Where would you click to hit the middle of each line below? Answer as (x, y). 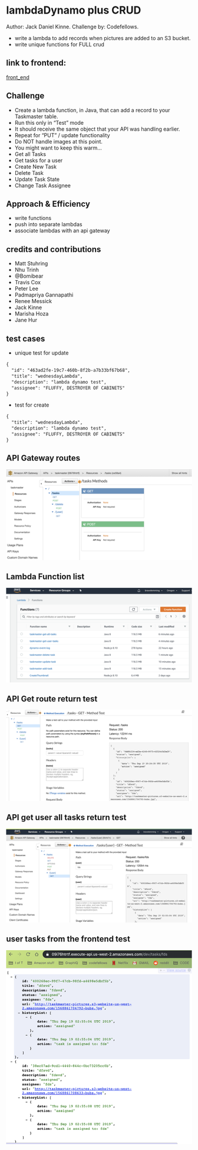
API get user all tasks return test (66, 818)
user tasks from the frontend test (68, 939)
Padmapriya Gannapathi (44, 295)
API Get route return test (52, 699)
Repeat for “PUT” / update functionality (62, 135)
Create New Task (36, 167)
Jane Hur (26, 320)
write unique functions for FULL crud (60, 44)
